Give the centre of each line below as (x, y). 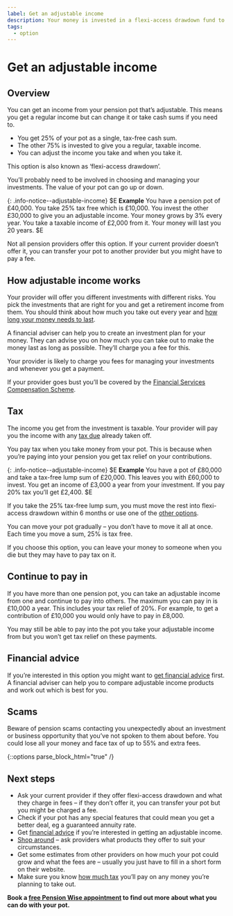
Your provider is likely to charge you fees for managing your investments (111, 361)
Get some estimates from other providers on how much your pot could (118, 855)
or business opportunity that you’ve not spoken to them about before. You (113, 736)
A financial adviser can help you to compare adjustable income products (111, 682)
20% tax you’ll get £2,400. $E (50, 492)
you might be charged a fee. (58, 810)
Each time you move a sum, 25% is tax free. (70, 534)
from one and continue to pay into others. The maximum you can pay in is (113, 601)
